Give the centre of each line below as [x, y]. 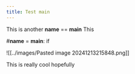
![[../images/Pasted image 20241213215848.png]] [68, 53]
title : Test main [28, 12]
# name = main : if [28, 41]
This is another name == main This [50, 29]
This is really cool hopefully [41, 64]
